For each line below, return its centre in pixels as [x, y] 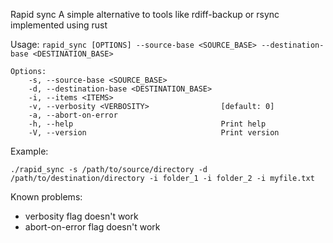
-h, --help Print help [147, 124]
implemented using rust [59, 25]
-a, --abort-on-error [73, 115]
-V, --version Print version [154, 133]
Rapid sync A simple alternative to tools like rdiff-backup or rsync [145, 14]
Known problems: [46, 197]
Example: [29, 151]
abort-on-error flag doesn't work [92, 227]
